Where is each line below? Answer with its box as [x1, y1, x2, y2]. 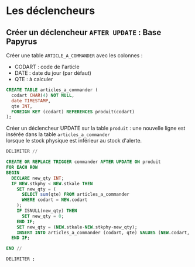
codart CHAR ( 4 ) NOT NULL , [11, 92, 75, 98]
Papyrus [6, 36, 37, 46]
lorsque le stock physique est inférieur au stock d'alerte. [6, 137, 142, 144]
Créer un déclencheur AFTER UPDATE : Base [6, 27, 162, 37]
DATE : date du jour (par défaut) [14, 70, 92, 77]
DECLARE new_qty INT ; [11, 175, 64, 181]
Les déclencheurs [6, 4, 95, 18]
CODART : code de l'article [14, 63, 80, 70]
